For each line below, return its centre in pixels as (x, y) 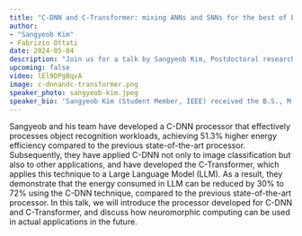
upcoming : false (40, 68)
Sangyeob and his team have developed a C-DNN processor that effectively (150, 127)
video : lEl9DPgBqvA (46, 76)
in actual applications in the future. (73, 222)
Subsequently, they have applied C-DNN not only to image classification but (150, 155)
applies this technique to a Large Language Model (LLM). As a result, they (146, 174)
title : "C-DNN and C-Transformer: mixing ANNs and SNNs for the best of (148, 17)
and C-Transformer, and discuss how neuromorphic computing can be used (150, 213)
